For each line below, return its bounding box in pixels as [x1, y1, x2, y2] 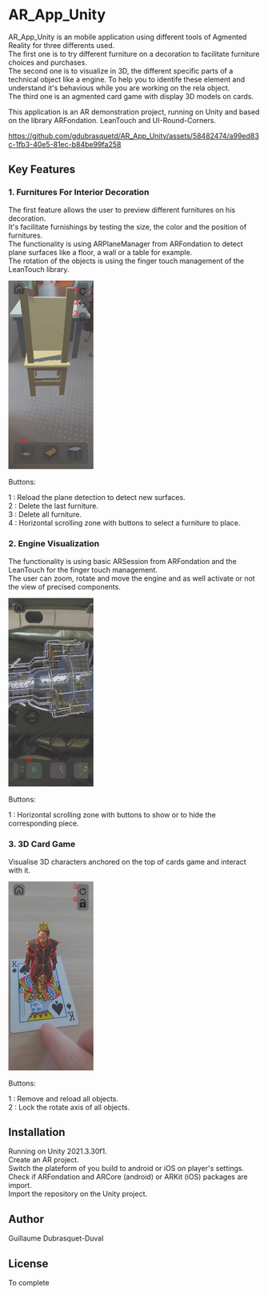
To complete [8, 1277, 50, 1287]
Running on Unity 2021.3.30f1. [8, 1146, 107, 1157]
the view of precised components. [8, 582, 122, 591]
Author [8, 1212, 44, 1225]
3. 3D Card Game [8, 838, 76, 849]
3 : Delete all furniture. [8, 510, 82, 519]
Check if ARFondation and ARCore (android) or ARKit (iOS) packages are [8, 1172, 248, 1181]
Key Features [8, 162, 76, 177]
